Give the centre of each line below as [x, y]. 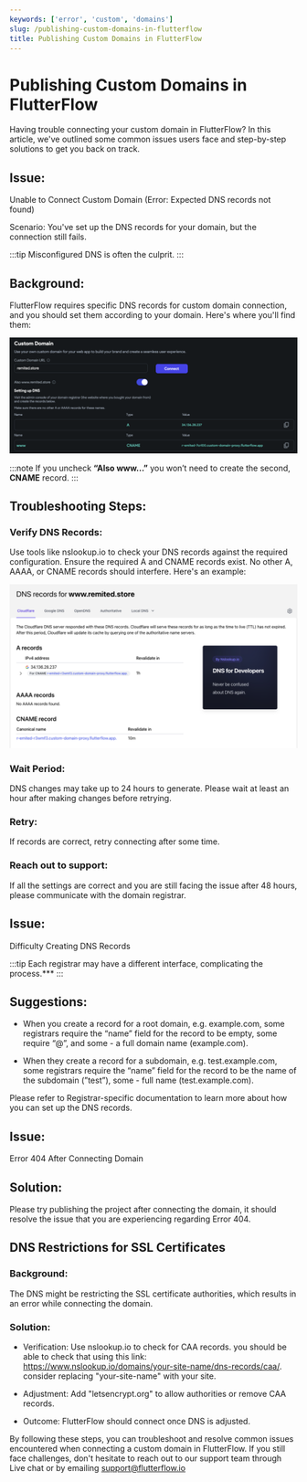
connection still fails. [48, 237]
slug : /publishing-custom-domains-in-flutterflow [106, 29]
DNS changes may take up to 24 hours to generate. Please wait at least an [149, 789]
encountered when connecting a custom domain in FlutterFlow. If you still [148, 1448]
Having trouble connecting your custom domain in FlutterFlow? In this [140, 130]
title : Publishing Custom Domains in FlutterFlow [106, 38]
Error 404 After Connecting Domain [76, 1159]
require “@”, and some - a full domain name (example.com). [135, 1043]
